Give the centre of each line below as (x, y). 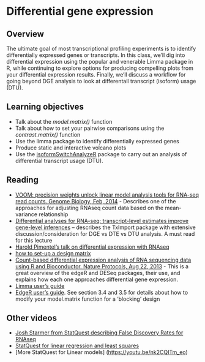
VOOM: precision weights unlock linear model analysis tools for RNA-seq (107, 195)
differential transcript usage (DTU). (59, 160)
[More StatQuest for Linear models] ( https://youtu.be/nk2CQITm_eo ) (101, 352)
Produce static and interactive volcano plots (71, 148)
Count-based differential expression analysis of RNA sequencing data (103, 260)
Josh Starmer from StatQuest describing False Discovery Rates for (99, 333)
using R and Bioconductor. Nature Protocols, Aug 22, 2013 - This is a (102, 266)
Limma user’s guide (40, 285)
